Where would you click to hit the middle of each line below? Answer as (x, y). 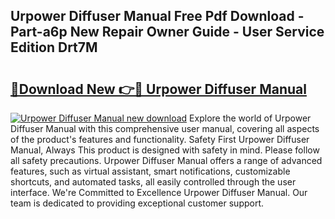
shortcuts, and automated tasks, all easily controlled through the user (153, 182)
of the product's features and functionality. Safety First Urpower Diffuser (160, 139)
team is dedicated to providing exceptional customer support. (137, 203)
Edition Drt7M (54, 47)
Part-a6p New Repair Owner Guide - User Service (167, 32)
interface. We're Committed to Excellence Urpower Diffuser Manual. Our (159, 192)
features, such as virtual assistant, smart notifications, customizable (150, 171)
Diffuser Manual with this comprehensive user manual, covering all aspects (165, 128)
